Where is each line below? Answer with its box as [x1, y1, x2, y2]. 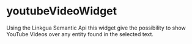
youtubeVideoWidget [6, 4, 117, 18]
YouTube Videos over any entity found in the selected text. [6, 30, 154, 37]
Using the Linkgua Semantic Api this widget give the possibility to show [6, 24, 186, 31]
